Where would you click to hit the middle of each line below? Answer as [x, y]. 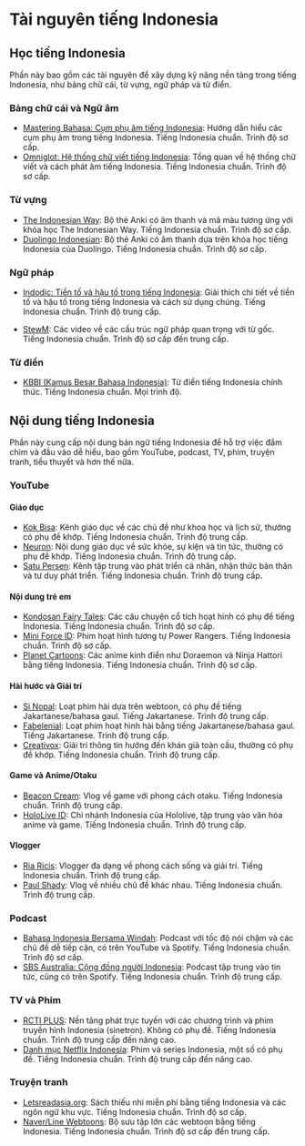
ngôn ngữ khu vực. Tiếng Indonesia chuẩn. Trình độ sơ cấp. [135, 1111]
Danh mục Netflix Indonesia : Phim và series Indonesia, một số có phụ [152, 1049]
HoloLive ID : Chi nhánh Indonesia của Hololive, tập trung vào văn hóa [152, 815]
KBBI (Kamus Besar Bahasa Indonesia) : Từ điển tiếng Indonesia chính [152, 382]
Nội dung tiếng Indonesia [82, 420]
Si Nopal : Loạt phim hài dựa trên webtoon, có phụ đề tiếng [132, 706]
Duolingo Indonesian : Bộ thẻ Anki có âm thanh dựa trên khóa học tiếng [155, 239]
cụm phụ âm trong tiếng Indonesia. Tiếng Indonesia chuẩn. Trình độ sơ [155, 137]
